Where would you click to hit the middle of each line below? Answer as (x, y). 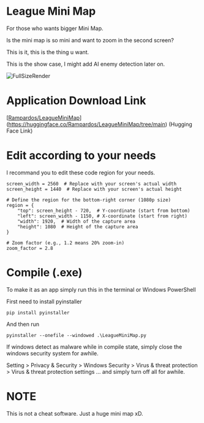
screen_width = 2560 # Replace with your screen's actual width (91, 184)
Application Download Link (76, 101)
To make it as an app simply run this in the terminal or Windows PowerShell (101, 289)
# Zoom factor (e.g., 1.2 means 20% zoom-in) (65, 243)
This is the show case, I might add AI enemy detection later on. (86, 64)
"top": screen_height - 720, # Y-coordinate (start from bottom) (104, 211)
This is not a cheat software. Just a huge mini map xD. (75, 413)
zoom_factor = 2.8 (30, 248)
